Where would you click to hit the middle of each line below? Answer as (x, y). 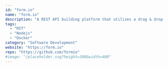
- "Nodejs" (21, 33)
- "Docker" (21, 38)
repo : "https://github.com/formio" (43, 52)
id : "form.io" (20, 10)
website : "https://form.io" (35, 47)
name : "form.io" (22, 15)
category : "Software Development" (41, 43)
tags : (11, 24)
